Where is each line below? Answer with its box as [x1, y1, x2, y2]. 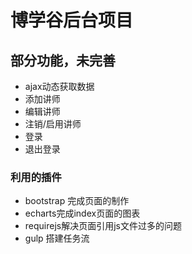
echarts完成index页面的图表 [24, 207, 141, 220]
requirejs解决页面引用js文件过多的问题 [24, 220, 182, 232]
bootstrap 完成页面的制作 [24, 195, 130, 207]
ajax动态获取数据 [24, 81, 95, 92]
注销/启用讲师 [24, 118, 82, 130]
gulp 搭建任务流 [24, 232, 90, 245]
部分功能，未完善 [10, 52, 116, 69]
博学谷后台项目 [10, 9, 134, 32]
